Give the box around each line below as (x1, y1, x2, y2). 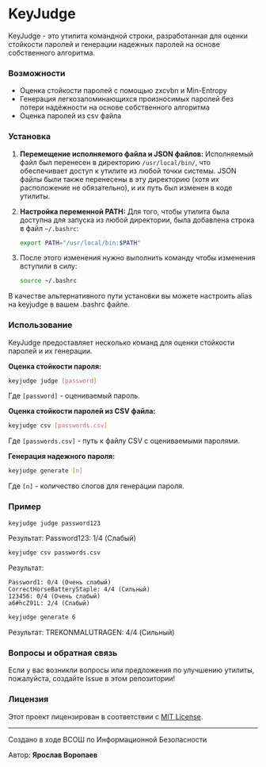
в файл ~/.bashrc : (19, 223, 79, 233)
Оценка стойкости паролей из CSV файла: (8, 407, 156, 416)
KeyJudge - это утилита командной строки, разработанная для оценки (8, 31, 248, 40)
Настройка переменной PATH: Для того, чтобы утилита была (19, 206, 230, 216)
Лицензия (8, 694, 49, 705)
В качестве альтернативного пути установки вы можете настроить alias (8, 291, 253, 301)
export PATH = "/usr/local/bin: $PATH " (19, 239, 141, 247)
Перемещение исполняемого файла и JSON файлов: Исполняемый (19, 148, 253, 159)
